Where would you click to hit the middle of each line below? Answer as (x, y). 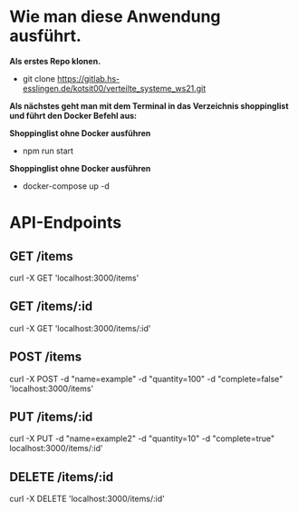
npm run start (48, 151)
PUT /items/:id (51, 416)
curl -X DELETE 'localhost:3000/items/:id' (87, 499)
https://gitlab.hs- (89, 78)
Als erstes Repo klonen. (55, 61)
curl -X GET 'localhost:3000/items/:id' (80, 328)
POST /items (46, 357)
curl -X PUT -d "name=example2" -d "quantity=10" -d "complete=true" (142, 438)
